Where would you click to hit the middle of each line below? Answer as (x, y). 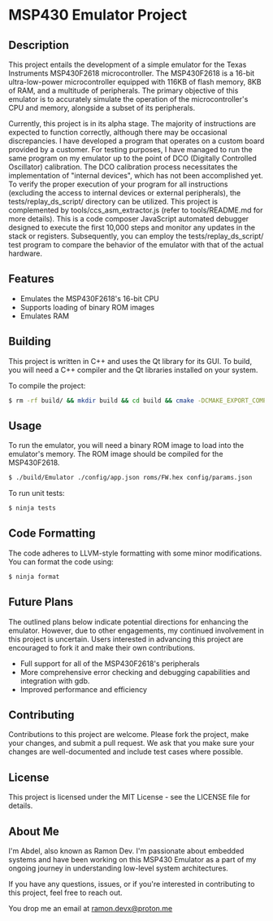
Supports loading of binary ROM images (87, 307)
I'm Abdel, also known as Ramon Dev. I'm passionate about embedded (126, 851)
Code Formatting (52, 534)
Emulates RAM (45, 316)
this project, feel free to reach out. (66, 892)
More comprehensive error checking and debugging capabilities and (135, 672)
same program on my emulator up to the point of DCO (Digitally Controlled (133, 158)
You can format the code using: (61, 561)
